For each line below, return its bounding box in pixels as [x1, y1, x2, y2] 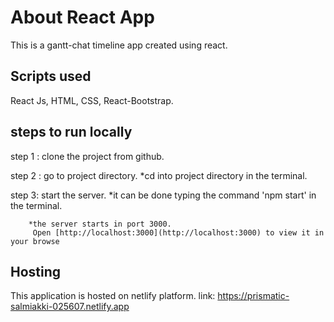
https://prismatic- [217, 290, 290, 302]
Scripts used [10, 68, 92, 85]
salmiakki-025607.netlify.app [10, 301, 130, 313]
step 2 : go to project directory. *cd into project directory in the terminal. [10, 169, 308, 181]
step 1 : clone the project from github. [10, 150, 165, 162]
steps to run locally [10, 124, 133, 141]
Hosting [10, 263, 62, 280]
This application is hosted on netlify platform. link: [10, 290, 216, 302]
